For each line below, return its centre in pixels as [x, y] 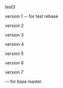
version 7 [14, 72]
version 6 [15, 63]
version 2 [14, 25]
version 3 [15, 35]
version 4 [15, 44]
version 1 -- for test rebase [32, 16]
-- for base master [24, 82]
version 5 [14, 53]
